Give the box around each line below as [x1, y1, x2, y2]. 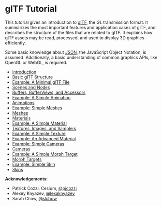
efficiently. [5, 40, 26, 45]
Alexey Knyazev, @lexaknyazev [12, 190, 75, 196]
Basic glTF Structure [12, 74, 53, 80]
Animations [12, 100, 35, 105]
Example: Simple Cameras [12, 141, 64, 147]
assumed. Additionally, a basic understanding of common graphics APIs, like [5, 54, 158, 60]
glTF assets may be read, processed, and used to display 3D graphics [5, 35, 145, 41]
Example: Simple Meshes [12, 105, 62, 111]
